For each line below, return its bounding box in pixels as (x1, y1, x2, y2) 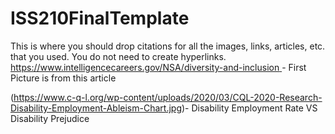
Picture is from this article (10, 72, 117, 84)
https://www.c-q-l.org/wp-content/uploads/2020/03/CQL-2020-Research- (13, 91, 323, 103)
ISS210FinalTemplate (10, 7, 190, 30)
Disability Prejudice (10, 112, 90, 124)
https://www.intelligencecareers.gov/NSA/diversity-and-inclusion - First (10, 61, 307, 73)
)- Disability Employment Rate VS (181, 102, 318, 114)
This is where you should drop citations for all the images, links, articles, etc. (10, 40, 326, 52)
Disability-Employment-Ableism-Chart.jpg (10, 102, 182, 114)
